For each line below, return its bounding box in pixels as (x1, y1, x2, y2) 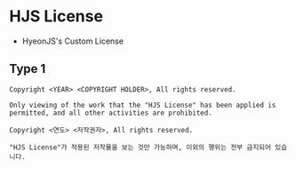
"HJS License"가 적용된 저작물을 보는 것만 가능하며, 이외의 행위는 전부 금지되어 (9, 142, 271, 152)
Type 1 (9, 61, 46, 76)
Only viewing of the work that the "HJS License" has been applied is (9, 101, 276, 109)
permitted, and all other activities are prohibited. (9, 109, 213, 117)
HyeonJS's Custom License (21, 36, 124, 46)
